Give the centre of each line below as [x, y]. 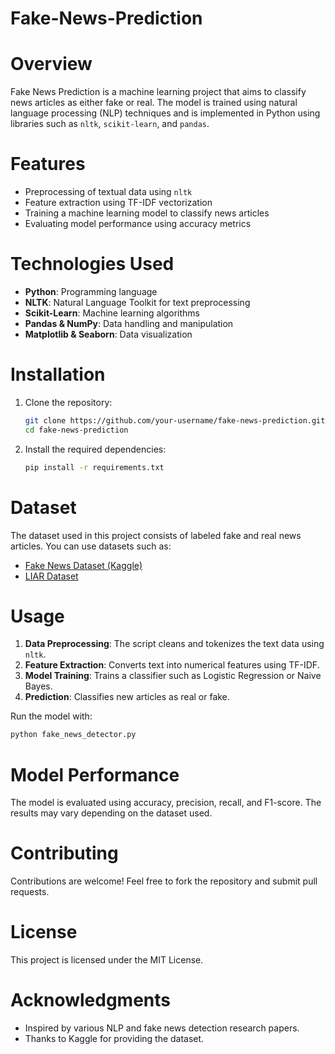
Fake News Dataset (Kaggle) [83, 565]
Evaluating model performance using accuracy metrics [138, 224]
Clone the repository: [68, 402]
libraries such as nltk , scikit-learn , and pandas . [110, 124]
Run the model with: [51, 716]
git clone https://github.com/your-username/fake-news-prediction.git [175, 420]
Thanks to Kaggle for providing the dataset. [114, 1039]
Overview [51, 64]
